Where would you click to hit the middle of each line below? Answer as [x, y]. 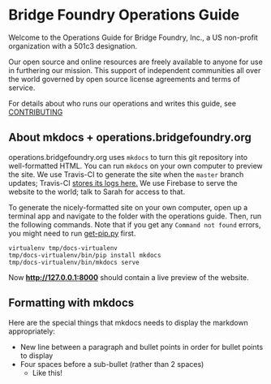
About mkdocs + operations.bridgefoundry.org [130, 138]
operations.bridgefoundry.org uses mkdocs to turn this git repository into [128, 157]
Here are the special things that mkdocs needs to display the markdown [129, 322]
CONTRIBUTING [36, 112]
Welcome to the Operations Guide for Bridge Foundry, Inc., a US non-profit [133, 37]
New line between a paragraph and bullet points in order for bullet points [142, 347]
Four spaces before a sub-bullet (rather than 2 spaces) [112, 364]
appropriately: [32, 331]
